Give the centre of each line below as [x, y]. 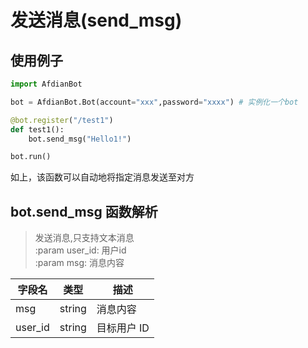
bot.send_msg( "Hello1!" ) [80, 139]
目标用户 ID [123, 328]
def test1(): [37, 129]
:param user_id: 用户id [80, 250]
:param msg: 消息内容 [79, 263]
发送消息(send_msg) [96, 20]
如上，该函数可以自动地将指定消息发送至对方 [102, 177]
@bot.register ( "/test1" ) [62, 120]
